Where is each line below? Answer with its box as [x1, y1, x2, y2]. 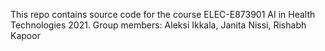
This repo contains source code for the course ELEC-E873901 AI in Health [10, 9, 316, 20]
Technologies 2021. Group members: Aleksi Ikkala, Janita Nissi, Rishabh [10, 19, 307, 31]
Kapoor [10, 30, 41, 41]
